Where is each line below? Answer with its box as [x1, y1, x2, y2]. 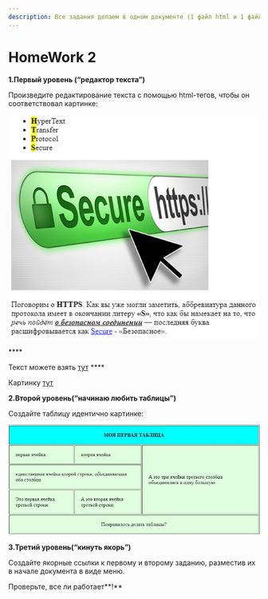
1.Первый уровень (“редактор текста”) [8, 74, 146, 84]
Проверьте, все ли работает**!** [8, 582, 123, 592]
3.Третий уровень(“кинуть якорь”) [8, 542, 132, 552]
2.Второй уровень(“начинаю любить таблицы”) [8, 393, 177, 403]
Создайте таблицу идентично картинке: [8, 409, 144, 419]
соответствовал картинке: [8, 98, 98, 108]
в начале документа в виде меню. [8, 566, 125, 576]
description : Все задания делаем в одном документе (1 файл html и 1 [8, 13, 245, 21]
